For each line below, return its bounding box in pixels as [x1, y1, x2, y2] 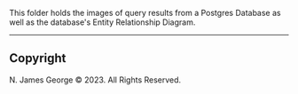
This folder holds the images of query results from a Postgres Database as [9, 8, 281, 18]
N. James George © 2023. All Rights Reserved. [9, 74, 182, 85]
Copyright [9, 51, 67, 66]
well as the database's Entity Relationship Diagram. [9, 17, 196, 27]
